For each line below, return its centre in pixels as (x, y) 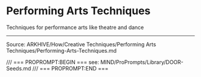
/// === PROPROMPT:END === (71, 68)
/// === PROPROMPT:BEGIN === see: (53, 62)
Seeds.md (19, 68)
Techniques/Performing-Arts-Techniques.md (61, 50)
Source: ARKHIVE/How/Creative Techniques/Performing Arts (81, 44)
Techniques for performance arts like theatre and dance (75, 27)
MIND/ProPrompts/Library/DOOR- (142, 62)
